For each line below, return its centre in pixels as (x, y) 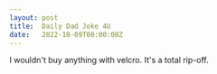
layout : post (34, 18)
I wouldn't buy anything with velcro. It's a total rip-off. (109, 60)
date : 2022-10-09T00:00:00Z (66, 34)
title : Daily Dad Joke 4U (60, 26)
